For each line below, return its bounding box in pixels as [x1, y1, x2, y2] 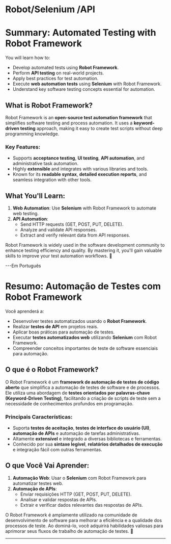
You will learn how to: [5, 55, 50, 61]
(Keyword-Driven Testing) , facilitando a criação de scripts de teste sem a [5, 395, 161, 401]
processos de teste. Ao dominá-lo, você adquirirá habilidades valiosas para [5, 523, 163, 529]
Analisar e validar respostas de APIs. [20, 496, 98, 503]
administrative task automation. [12, 161, 79, 167]
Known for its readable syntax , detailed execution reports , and [12, 171, 147, 177]
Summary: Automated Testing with [5, 27, 156, 39]
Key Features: [5, 143, 41, 150]
